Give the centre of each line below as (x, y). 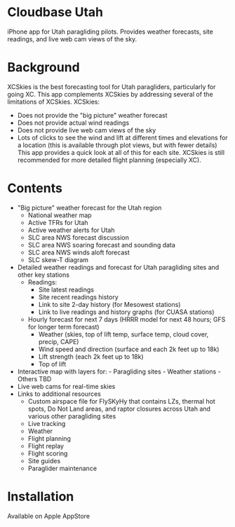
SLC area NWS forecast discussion (79, 237)
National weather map (60, 215)
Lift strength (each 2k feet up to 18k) (91, 356)
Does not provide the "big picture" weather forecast (92, 115)
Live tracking (47, 423)
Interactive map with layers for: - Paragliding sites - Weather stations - (119, 371)
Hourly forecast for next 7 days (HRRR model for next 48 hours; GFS (127, 319)
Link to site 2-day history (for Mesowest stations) (109, 304)
